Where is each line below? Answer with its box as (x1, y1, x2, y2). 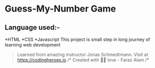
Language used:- (5, 23, 60, 32)
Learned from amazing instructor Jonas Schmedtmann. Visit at (17, 51, 148, 57)
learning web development (5, 42, 61, 48)
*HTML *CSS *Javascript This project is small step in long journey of (5, 36, 150, 42)
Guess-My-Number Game (5, 3, 116, 15)
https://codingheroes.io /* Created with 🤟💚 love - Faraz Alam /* (17, 57, 149, 63)
